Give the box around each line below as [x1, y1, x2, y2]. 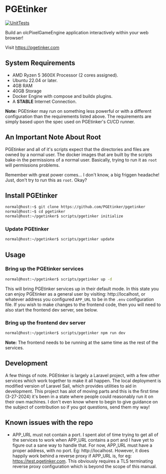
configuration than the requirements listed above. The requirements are [5, 113, 152, 119]
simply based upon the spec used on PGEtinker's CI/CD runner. [5, 118, 135, 125]
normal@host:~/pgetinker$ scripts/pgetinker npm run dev [5, 330, 126, 336]
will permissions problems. [5, 162, 60, 168]
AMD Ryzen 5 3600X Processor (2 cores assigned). [12, 72, 118, 78]
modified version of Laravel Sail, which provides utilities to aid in [5, 383, 137, 389]
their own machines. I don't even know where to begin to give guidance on [5, 398, 158, 404]
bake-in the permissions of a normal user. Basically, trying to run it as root [5, 157, 158, 162]
